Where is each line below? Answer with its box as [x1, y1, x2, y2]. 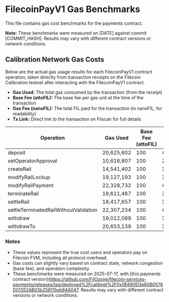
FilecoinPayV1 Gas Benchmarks [5, 4, 140, 15]
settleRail [8, 198, 30, 205]
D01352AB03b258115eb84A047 [12, 287, 79, 293]
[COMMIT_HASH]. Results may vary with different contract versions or [5, 35, 151, 41]
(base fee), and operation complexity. [12, 266, 91, 272]
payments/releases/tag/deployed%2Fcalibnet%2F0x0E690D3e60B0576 [12, 281, 163, 288]
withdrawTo [8, 223, 36, 230]
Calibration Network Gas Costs [5, 55, 105, 64]
